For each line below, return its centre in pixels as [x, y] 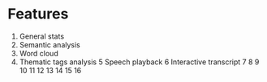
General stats [42, 36]
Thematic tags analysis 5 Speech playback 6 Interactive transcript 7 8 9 [139, 62]
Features [38, 14]
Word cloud [39, 53]
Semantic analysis [50, 44]
